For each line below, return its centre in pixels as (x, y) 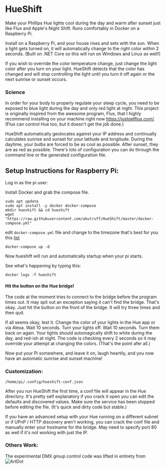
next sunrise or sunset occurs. (36, 79)
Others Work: (22, 445)
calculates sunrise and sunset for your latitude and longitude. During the (79, 139)
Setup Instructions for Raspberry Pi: (62, 171)
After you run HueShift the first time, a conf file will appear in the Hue (76, 391)
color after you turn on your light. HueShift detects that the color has (75, 69)
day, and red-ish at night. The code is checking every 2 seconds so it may (81, 338)
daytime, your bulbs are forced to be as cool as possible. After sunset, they (82, 144)
